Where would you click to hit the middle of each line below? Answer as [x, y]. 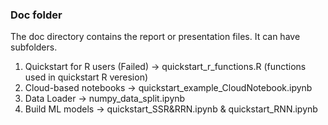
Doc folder [36, 15]
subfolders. [34, 47]
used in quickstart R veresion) [86, 77]
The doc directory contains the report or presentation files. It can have [155, 37]
